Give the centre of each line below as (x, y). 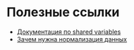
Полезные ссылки (63, 12)
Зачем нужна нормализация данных (72, 39)
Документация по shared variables (69, 32)
